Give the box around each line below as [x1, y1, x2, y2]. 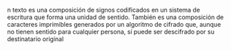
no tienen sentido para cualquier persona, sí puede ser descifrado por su [7, 27, 215, 36]
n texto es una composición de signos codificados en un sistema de [7, 6, 201, 14]
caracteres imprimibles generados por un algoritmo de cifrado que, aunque [7, 21, 221, 28]
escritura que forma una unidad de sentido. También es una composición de [7, 13, 224, 21]
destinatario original [7, 35, 64, 43]
